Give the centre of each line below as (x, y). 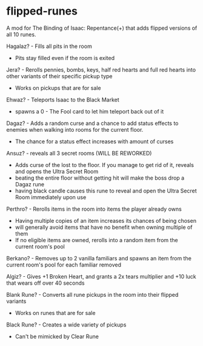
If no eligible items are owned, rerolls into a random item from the (97, 240)
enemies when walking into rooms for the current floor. (75, 129)
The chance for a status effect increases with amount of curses (94, 141)
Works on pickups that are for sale (58, 88)
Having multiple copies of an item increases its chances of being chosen (106, 220)
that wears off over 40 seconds (45, 283)
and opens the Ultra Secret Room (57, 171)
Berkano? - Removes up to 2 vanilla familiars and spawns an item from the (99, 258)
